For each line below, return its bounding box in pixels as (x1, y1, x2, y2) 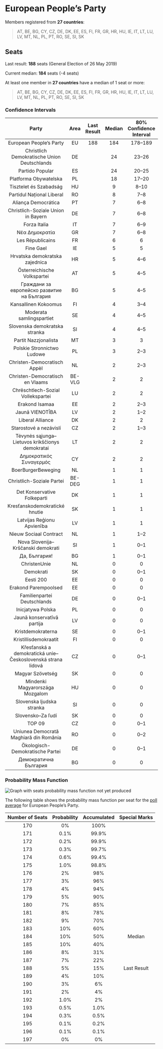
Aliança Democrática (12, 199, 60, 206)
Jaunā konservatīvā (14, 614, 59, 621)
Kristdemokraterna (14, 628, 57, 635)
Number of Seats (7, 814, 48, 821)
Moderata (25, 309, 48, 316)
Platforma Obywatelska (9, 175, 63, 182)
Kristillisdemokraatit (13, 636, 59, 643)
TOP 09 (27, 720, 45, 727)
